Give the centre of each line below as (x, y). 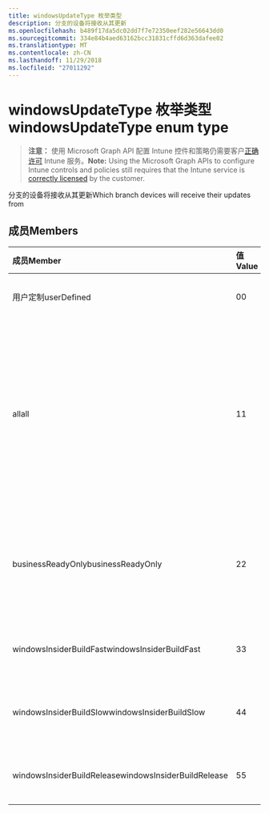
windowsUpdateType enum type (118, 127)
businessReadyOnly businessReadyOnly (87, 564)
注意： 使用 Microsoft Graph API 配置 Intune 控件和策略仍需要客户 (137, 151)
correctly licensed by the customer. (86, 178)
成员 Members (43, 231)
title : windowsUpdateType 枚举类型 (65, 16)
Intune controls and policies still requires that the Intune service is (137, 170)
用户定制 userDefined (52, 297)
